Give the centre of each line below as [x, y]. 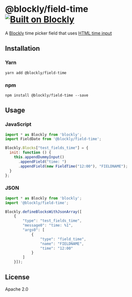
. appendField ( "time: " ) [42, 162]
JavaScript [18, 124]
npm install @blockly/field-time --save [47, 95]
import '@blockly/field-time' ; [37, 203]
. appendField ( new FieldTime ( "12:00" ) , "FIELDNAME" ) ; [73, 166]
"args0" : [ [34, 230]
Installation [22, 48]
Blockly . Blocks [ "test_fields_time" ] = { [47, 148]
